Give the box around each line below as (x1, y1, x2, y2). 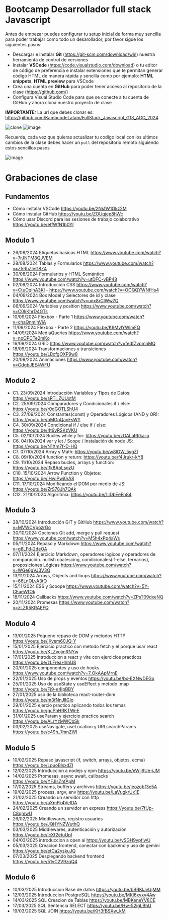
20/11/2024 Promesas (12, 599, 58, 605)
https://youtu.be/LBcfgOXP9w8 (12, 351, 78, 357)
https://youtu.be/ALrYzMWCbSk (12, 718, 79, 724)
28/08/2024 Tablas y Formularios (12, 260, 82, 266)
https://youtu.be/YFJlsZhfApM (12, 779, 75, 784)
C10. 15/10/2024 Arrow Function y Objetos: (12, 470, 102, 476)
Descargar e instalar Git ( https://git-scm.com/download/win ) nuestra (12, 51, 155, 57)
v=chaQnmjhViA (12, 319, 46, 325)
